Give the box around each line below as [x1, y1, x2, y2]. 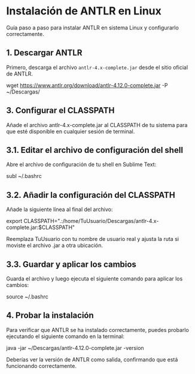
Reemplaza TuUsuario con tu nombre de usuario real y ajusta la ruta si [6, 236, 179, 243]
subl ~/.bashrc [6, 173, 42, 180]
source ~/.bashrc [6, 293, 49, 300]
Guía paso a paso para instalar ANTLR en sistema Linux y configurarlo [6, 24, 179, 31]
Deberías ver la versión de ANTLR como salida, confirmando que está [6, 355, 178, 363]
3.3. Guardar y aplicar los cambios [6, 259, 136, 269]
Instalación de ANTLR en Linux [6, 4, 162, 18]
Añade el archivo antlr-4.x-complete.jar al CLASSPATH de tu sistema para [6, 121, 188, 128]
